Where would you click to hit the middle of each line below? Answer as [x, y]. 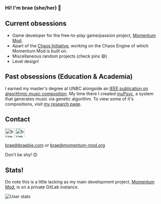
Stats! [14, 170]
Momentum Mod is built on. [40, 51]
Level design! [26, 61]
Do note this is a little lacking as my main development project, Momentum [80, 182]
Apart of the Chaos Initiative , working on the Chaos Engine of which [80, 45]
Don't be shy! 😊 [21, 155]
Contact [18, 119]
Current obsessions [36, 24]
